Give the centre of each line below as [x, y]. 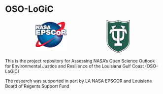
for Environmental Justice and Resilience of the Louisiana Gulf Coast [75, 66]
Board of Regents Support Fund [37, 86]
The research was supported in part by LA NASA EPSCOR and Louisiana [79, 81]
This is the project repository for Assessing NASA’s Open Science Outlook [80, 61]
